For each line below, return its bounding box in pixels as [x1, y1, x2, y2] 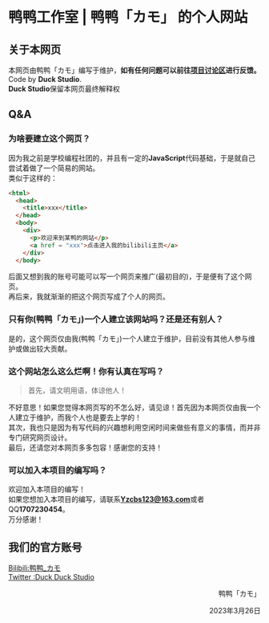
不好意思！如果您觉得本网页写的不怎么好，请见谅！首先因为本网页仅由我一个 [8, 403, 261, 413]
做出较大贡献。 [22, 344, 72, 353]
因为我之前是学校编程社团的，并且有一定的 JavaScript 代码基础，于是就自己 [8, 153, 256, 162]
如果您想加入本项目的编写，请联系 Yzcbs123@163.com [8, 495, 191, 504]
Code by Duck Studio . [8, 75, 82, 83]
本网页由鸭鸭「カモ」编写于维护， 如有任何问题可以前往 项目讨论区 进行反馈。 [8, 66, 261, 75]
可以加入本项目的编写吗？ [8, 464, 107, 475]
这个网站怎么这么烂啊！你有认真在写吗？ [8, 365, 164, 377]
